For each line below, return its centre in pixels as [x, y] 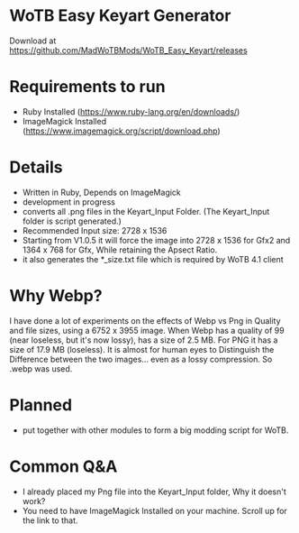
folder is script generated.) [72, 221]
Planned [41, 404]
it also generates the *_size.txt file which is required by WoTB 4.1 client [153, 259]
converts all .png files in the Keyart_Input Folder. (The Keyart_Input [146, 211]
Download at [33, 41]
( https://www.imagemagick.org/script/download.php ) [121, 131]
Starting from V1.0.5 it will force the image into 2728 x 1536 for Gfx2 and [156, 240]
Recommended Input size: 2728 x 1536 [95, 230]
